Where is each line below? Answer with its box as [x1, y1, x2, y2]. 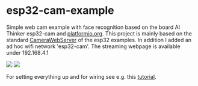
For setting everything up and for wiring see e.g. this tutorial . [6, 73, 156, 80]
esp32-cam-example [6, 4, 114, 17]
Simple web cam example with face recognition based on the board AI [6, 23, 181, 31]
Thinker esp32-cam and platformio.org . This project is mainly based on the [6, 29, 193, 37]
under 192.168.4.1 [6, 49, 49, 56]
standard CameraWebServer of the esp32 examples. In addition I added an [6, 36, 191, 43]
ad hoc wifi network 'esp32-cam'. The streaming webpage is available [6, 43, 181, 50]
